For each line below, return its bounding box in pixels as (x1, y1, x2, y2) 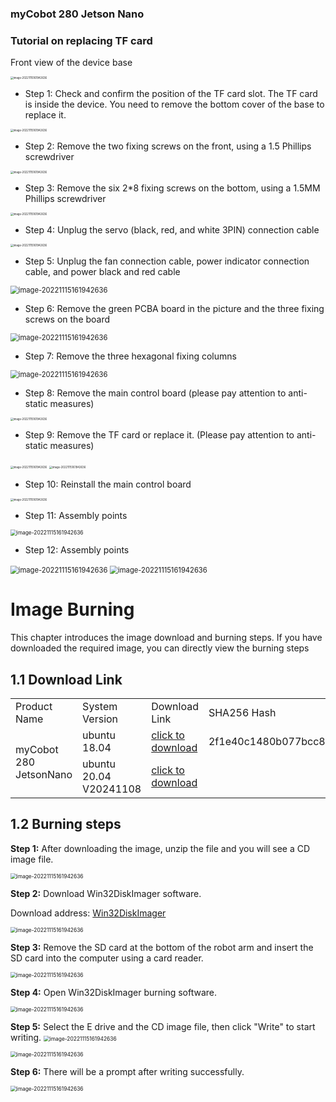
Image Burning (10, 598, 135, 621)
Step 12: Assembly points (24, 544, 130, 556)
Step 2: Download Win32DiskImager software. (10, 887, 202, 899)
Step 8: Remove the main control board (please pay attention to (24, 387, 287, 399)
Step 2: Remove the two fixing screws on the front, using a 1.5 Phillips (24, 140, 312, 152)
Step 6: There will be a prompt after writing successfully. (10, 1065, 245, 1077)
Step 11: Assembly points (24, 510, 128, 522)
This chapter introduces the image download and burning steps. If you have (10, 632, 323, 644)
